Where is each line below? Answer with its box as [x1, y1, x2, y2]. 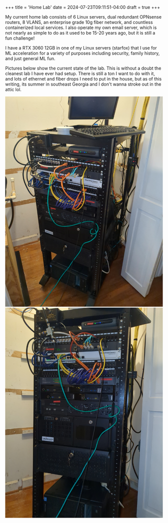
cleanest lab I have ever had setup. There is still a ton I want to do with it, [5, 71, 155, 77]
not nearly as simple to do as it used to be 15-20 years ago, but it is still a [5, 30, 155, 36]
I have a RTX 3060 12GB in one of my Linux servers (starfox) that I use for [5, 45, 157, 51]
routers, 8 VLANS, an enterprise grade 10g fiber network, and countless [5, 20, 153, 25]
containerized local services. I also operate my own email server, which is [5, 25, 157, 31]
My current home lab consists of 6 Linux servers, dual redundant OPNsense [5, 14, 161, 20]
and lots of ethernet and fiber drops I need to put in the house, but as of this [5, 76, 162, 82]
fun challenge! [5, 35, 35, 41]
